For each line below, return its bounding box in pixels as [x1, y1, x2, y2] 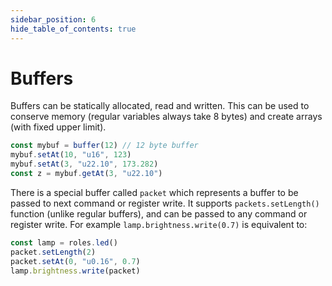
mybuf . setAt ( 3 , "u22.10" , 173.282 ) [10, 159, 159, 170]
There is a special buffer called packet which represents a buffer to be [10, 186, 299, 198]
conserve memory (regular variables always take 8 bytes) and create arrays [10, 111, 323, 123]
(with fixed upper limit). [10, 121, 107, 133]
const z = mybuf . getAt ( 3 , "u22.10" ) [10, 169, 163, 179]
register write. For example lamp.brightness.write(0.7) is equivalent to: [10, 218, 308, 230]
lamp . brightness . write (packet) [10, 266, 141, 276]
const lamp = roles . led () [10, 237, 118, 248]
